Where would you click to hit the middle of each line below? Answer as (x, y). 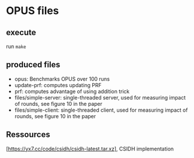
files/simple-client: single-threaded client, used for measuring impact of (101, 110)
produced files (33, 65)
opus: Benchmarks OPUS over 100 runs (62, 79)
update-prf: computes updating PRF (58, 85)
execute (21, 32)
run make (16, 46)
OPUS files (33, 11)
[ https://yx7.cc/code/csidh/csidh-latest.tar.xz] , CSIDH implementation (90, 149)
